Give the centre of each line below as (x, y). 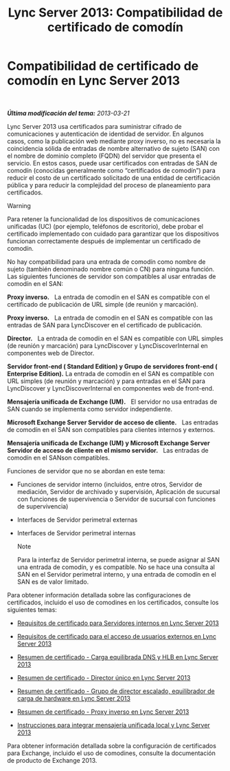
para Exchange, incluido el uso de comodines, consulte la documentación (112, 753)
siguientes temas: (32, 609)
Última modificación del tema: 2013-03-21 (69, 113)
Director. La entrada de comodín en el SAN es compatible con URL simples (115, 338)
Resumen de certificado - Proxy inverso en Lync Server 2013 (103, 712)
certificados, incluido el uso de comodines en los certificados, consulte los (113, 602)
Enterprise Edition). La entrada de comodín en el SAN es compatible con (111, 373)
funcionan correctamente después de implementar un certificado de (104, 241)
